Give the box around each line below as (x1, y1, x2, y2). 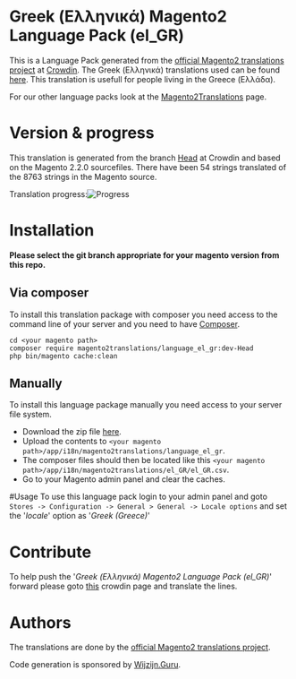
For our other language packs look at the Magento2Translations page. (9, 91, 266, 102)
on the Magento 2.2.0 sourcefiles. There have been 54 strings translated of (9, 161, 287, 172)
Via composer (9, 285, 89, 301)
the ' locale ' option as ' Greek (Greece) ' (9, 511, 150, 521)
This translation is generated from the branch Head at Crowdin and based (9, 152, 281, 163)
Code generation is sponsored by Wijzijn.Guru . (9, 659, 182, 670)
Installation (9, 220, 95, 241)
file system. (9, 409, 52, 420)
